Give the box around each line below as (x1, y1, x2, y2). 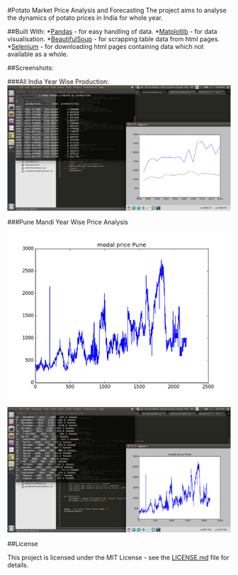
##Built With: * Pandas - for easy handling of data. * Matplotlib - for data (7, 28, 217, 35)
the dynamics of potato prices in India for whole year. (7, 13, 163, 22)
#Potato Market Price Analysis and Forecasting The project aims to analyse (7, 6, 227, 14)
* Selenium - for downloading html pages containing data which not (7, 43, 204, 50)
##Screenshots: (7, 64, 55, 72)
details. (7, 561, 29, 569)
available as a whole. (7, 50, 69, 58)
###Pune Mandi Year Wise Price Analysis (7, 218, 129, 226)
